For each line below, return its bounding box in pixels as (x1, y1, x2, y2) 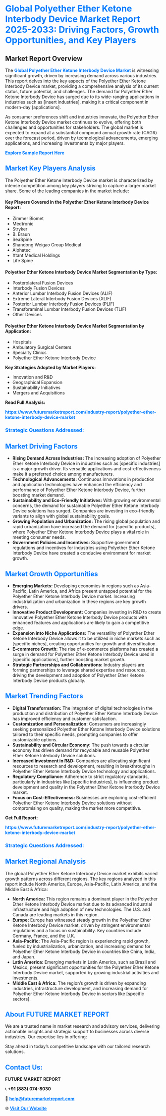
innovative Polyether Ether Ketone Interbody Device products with (12, 614, 147, 620)
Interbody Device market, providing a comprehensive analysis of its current (5, 83, 159, 89)
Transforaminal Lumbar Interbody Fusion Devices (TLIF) (12, 306, 127, 312)
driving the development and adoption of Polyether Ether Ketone (12, 672, 144, 678)
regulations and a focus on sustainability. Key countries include (12, 927, 142, 933)
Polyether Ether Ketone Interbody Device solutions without (12, 800, 132, 806)
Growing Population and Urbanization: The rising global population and (12, 518, 160, 524)
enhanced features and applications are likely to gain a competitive (12, 619, 150, 625)
